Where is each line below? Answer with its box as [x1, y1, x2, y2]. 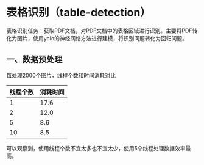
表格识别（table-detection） [6, 5, 151, 20]
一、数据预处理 [6, 54, 63, 65]
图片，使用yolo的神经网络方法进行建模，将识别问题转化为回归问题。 [16, 34, 188, 42]
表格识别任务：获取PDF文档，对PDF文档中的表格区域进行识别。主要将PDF [6, 27, 192, 34]
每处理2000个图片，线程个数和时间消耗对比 [6, 71, 116, 79]
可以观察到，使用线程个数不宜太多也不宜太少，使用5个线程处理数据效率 [6, 144, 186, 152]
